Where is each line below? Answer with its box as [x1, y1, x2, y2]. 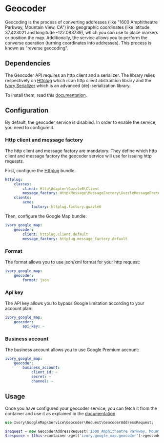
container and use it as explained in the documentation [5, 410, 116, 416]
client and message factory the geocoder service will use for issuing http [5, 153, 152, 159]
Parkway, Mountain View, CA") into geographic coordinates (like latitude [5, 24, 150, 30]
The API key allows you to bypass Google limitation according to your [5, 300, 144, 306]
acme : [22, 200, 34, 205]
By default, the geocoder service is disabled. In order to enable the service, [5, 119, 157, 125]
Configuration [5, 106, 49, 115]
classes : [14, 181, 32, 186]
